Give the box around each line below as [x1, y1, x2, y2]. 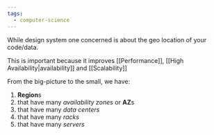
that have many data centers [17, 105, 100, 114]
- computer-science [13, 17, 70, 24]
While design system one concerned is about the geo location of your [7, 35, 207, 44]
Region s [17, 91, 42, 99]
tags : [7, 10, 23, 17]
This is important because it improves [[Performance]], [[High [7, 56, 184, 64]
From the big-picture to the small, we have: [7, 77, 131, 85]
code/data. [7, 43, 39, 51]
